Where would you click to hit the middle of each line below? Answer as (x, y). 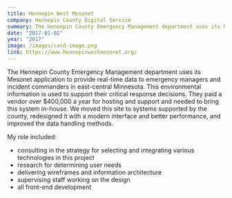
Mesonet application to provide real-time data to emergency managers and (114, 79)
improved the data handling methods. (60, 123)
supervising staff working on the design (74, 179)
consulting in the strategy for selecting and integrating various (106, 150)
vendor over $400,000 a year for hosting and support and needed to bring (113, 101)
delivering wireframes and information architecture (89, 172)
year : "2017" (26, 39)
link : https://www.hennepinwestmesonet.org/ (72, 53)
